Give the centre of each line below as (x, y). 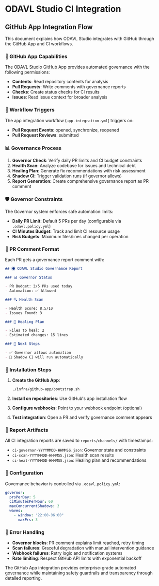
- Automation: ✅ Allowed (31, 291)
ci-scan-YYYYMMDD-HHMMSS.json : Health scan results (63, 455)
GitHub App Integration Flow (49, 27)
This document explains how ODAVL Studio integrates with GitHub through (79, 38)
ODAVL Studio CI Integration (63, 9)
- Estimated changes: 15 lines (37, 335)
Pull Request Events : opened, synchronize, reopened (66, 130)
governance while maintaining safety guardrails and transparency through (79, 573)
